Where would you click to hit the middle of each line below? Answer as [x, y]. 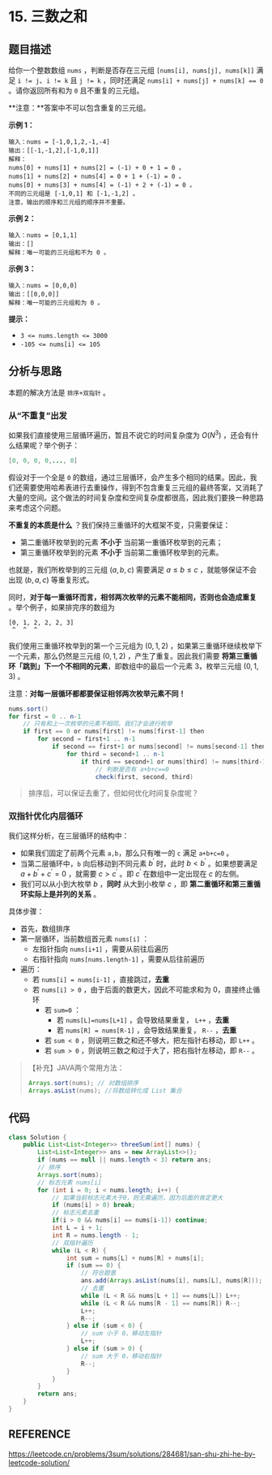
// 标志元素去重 [75, 1213]
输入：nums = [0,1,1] [43, 236]
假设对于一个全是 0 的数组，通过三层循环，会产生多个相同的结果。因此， [130, 477]
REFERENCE [40, 1434]
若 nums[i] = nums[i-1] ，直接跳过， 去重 [101, 979]
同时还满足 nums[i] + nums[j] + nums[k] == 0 [187, 80]
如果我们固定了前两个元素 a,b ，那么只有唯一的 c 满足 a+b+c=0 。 [127, 853]
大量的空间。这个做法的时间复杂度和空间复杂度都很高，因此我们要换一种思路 [136, 497]
